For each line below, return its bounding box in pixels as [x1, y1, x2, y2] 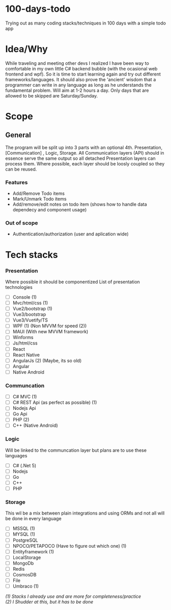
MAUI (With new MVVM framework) [12, 329, 88, 335]
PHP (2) [12, 417, 30, 423]
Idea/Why [5, 43, 48, 55]
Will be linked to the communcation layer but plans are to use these [5, 447, 147, 453]
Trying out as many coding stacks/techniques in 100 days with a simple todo [5, 20, 166, 26]
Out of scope [5, 219, 38, 227]
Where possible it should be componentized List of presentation [5, 279, 140, 285]
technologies [5, 284, 33, 290]
